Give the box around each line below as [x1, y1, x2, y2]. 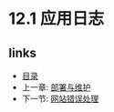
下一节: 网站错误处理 [21, 93, 99, 104]
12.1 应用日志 [8, 8, 105, 29]
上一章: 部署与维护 [21, 82, 91, 92]
